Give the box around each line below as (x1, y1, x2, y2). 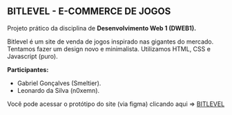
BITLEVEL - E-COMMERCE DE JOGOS (7, 6, 171, 17)
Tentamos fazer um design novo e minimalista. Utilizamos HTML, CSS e (7, 44, 211, 53)
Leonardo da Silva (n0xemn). (17, 86, 100, 94)
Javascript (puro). (7, 52, 58, 60)
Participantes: (7, 65, 49, 73)
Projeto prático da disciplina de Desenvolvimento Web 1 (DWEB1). (7, 24, 197, 32)
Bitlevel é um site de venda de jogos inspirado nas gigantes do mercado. (7, 37, 214, 46)
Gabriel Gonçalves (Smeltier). (17, 79, 101, 87)
